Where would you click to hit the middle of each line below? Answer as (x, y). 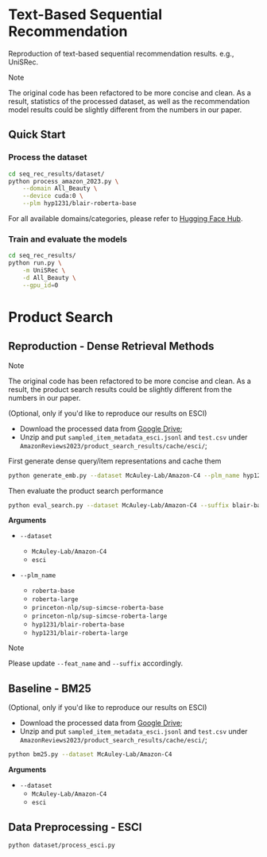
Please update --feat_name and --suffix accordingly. (96, 663)
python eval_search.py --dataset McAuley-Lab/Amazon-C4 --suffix (118, 505)
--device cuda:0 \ (53, 196)
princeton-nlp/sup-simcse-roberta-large (99, 617)
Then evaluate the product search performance (86, 491)
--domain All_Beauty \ (60, 188)
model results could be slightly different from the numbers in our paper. (125, 110)
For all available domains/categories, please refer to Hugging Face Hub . (126, 219)
